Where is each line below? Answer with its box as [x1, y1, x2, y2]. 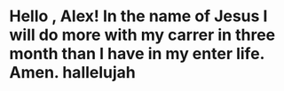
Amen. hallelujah [9, 63, 136, 83]
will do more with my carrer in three [9, 25, 276, 45]
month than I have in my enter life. [9, 44, 264, 64]
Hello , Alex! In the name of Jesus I [9, 6, 268, 27]
